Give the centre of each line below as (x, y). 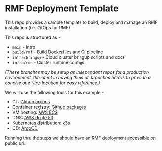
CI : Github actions (31, 101)
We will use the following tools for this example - (55, 92)
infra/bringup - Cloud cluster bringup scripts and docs (68, 57)
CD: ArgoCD (25, 128)
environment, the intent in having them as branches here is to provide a (78, 77)
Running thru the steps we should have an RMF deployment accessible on (81, 138)
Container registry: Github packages (49, 107)
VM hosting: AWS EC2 (35, 112)
